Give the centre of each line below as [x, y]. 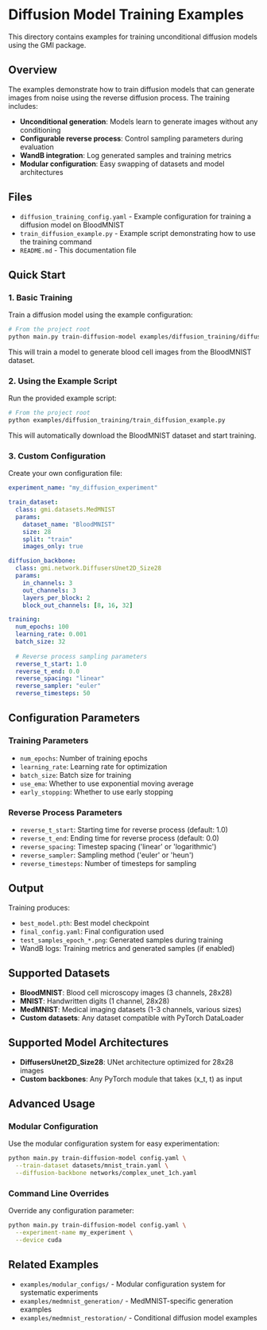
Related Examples [54, 1265]
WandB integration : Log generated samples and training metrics [126, 155]
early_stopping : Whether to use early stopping [96, 791]
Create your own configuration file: [66, 474]
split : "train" [48, 539]
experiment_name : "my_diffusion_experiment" [83, 488]
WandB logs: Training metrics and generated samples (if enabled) [127, 948]
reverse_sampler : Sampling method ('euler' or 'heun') [107, 855]
